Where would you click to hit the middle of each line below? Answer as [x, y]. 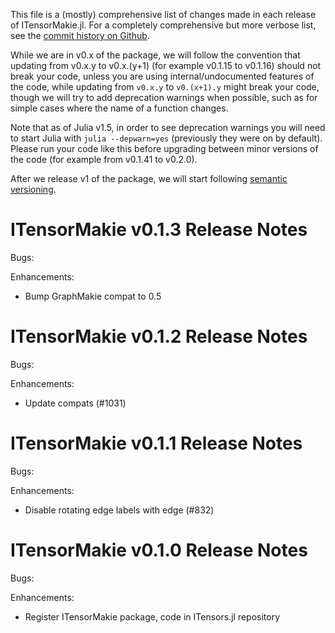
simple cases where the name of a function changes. [119, 108]
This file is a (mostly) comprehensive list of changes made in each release [163, 14]
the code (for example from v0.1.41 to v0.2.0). [104, 159]
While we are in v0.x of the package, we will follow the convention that [155, 55]
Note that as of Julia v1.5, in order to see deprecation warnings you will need [168, 127]
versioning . [33, 189]
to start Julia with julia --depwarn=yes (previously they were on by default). [166, 138]
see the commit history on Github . [80, 35]
